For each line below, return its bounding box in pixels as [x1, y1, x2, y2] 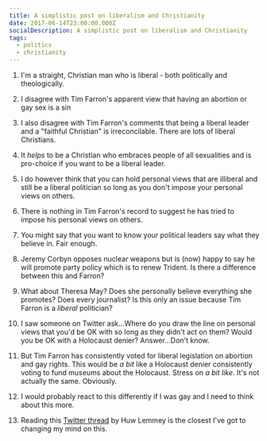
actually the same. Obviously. [20, 377, 118, 385]
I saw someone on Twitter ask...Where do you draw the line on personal [20, 319, 256, 328]
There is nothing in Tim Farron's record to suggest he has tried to [20, 207, 235, 215]
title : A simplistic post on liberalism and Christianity [9, 11, 205, 20]
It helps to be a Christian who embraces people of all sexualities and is [20, 150, 252, 160]
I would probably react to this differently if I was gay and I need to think [20, 392, 253, 401]
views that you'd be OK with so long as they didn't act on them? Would [20, 327, 253, 336]
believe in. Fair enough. [20, 239, 98, 248]
